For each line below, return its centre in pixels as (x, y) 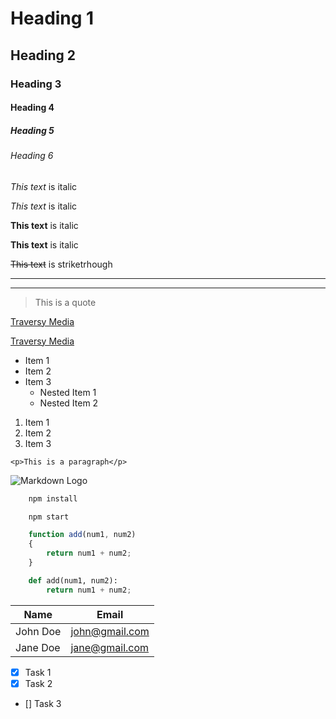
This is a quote (65, 302)
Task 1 (38, 672)
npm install (53, 498)
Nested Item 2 (69, 403)
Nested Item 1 (68, 392)
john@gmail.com (110, 631)
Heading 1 (52, 18)
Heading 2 (43, 55)
